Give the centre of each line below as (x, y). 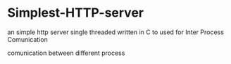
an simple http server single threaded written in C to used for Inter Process (115, 32)
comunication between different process (66, 53)
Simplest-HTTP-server (76, 13)
